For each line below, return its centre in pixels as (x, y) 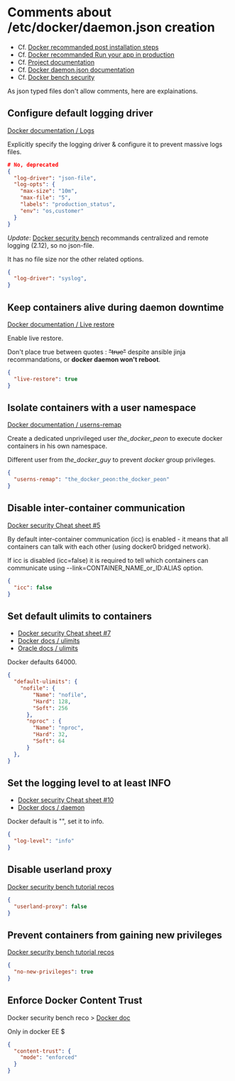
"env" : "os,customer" (52, 211)
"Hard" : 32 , (51, 735)
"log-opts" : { (34, 185)
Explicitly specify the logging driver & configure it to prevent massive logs (115, 144)
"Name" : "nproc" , (58, 728)
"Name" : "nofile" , (60, 695)
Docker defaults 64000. (42, 662)
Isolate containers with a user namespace (102, 408)
